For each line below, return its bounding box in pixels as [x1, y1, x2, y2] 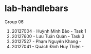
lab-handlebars [4, 3, 69, 14]
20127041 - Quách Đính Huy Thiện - [11, 43, 84, 49]
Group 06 [4, 19, 24, 25]
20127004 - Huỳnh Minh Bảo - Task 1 [11, 28, 86, 34]
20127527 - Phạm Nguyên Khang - [11, 38, 81, 44]
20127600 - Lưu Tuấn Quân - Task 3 [11, 33, 85, 39]
